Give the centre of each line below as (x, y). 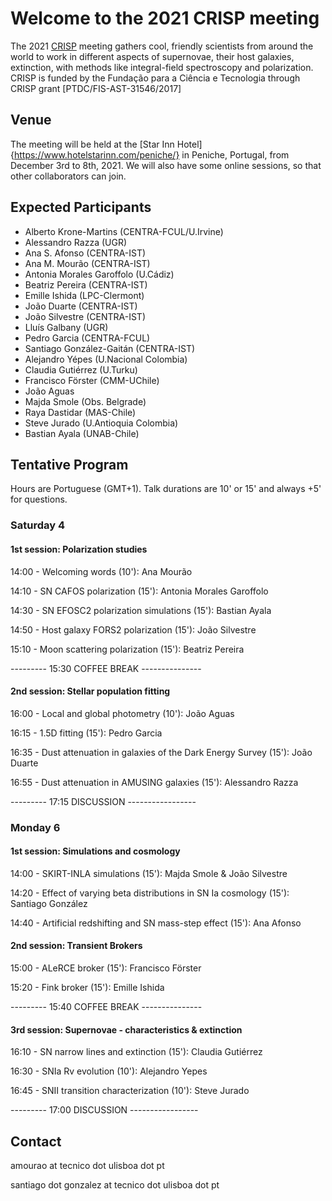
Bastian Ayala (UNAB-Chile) (82, 433)
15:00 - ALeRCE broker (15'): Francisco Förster (106, 968)
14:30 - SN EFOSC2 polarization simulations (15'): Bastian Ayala (141, 610)
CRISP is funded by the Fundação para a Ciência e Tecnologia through (155, 78)
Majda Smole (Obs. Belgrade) (85, 401)
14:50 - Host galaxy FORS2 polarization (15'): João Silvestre (133, 629)
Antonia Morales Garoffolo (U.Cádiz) (99, 274)
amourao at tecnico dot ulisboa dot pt (87, 1166)
